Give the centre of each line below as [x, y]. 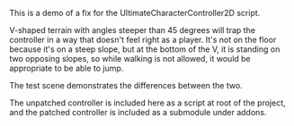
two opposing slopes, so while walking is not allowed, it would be [130, 59]
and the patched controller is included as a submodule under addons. [138, 112]
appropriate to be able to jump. [67, 68]
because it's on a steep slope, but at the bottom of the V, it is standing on [145, 49]
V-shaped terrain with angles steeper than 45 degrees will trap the [133, 30]
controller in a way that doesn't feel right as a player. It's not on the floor [143, 40]
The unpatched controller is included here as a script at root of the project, [147, 103]
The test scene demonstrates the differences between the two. [126, 85]
